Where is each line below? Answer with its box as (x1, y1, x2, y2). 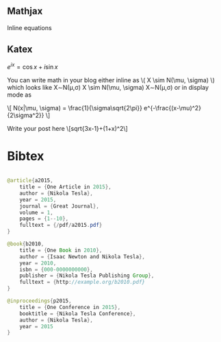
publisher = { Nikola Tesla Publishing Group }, (19, 272, 155, 280)
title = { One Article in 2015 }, (19, 184, 112, 191)
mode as (7, 90, 32, 99)
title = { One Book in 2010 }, (19, 247, 103, 254)
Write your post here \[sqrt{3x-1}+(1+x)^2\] (7, 125, 128, 133)
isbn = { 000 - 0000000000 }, (19, 266, 94, 273)
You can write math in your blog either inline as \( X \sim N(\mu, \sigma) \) (7, 76, 216, 84)
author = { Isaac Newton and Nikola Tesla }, (19, 253, 146, 260)
